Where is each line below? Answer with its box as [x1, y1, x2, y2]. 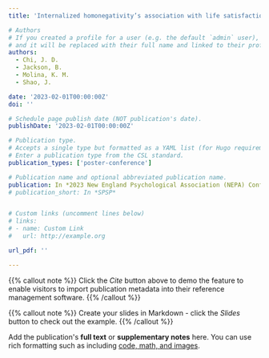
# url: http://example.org [8, 232, 106, 240]
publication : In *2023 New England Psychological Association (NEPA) [8, 181, 246, 189]
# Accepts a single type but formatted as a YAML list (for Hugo [8, 144, 231, 152]
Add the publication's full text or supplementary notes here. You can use [8, 332, 252, 341]
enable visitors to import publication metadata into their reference [8, 284, 225, 293]
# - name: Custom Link [8, 225, 84, 233]
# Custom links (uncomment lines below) [8, 210, 146, 218]
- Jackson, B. [15, 63, 62, 72]
